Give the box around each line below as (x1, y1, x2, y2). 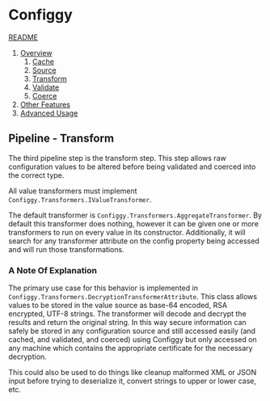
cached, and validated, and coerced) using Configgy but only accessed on (8, 335, 257, 344)
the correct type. (8, 170, 65, 179)
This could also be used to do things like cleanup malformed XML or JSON (8, 368, 257, 378)
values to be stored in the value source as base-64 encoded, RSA (8, 301, 228, 310)
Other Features (19, 99, 71, 109)
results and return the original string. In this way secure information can (8, 318, 247, 327)
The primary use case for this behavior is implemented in (8, 283, 198, 293)
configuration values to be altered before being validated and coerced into (8, 162, 256, 171)
